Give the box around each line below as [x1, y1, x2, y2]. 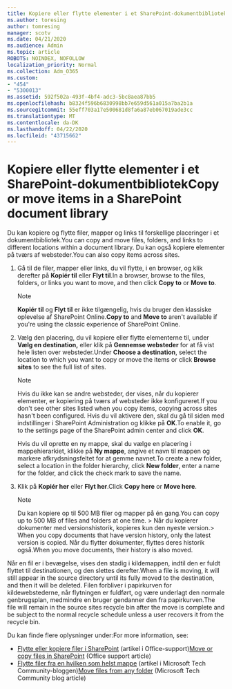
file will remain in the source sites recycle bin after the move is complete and [7, 603, 225, 612]
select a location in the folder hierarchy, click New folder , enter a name [17, 462, 220, 470]
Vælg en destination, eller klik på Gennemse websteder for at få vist [17, 341, 215, 349]
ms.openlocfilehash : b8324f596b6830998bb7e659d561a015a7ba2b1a [7, 100, 193, 107]
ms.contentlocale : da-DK [7, 119, 79, 126]
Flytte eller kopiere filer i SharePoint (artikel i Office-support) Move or [17, 645, 213, 653]
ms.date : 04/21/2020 [7, 36, 67, 43]
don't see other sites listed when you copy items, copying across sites [17, 405, 217, 413]
